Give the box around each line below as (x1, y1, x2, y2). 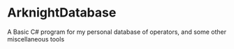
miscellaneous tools (7, 35, 65, 43)
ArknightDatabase (7, 5, 117, 21)
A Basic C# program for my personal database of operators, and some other (7, 28, 227, 36)
